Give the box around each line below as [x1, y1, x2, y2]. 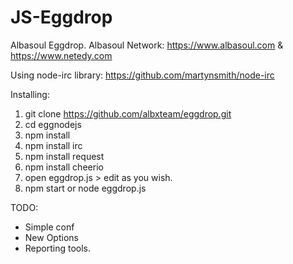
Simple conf [24, 221, 75, 233]
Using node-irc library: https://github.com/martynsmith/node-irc [10, 69, 275, 81]
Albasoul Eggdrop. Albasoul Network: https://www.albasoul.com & [10, 39, 284, 51]
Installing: [10, 88, 50, 100]
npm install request [24, 150, 105, 162]
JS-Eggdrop [10, 6, 113, 29]
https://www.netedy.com [10, 49, 113, 61]
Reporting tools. [24, 242, 92, 254]
